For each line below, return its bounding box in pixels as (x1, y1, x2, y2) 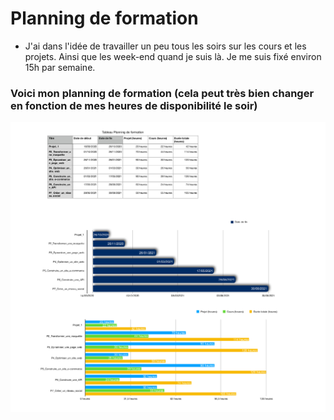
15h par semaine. (24, 61, 96, 73)
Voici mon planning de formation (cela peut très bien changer (10, 86, 315, 100)
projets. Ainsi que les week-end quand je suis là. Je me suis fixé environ (24, 50, 322, 62)
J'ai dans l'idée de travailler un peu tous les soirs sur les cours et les (24, 40, 307, 52)
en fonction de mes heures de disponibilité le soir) (10, 98, 258, 112)
